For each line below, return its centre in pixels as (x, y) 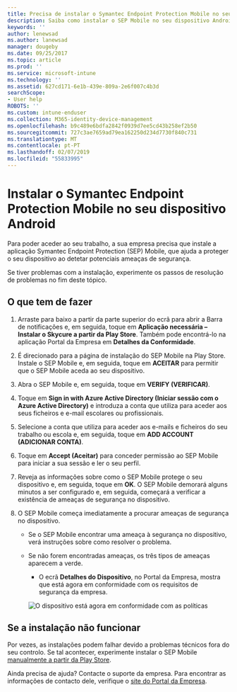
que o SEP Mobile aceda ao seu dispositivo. (81, 370)
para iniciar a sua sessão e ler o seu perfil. (79, 463)
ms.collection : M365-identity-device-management (80, 119)
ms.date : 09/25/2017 (38, 54)
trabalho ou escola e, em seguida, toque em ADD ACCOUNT (105, 434)
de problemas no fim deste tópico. (57, 280)
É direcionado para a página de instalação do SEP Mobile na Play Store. (121, 356)
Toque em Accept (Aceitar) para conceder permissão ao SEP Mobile (118, 455)
